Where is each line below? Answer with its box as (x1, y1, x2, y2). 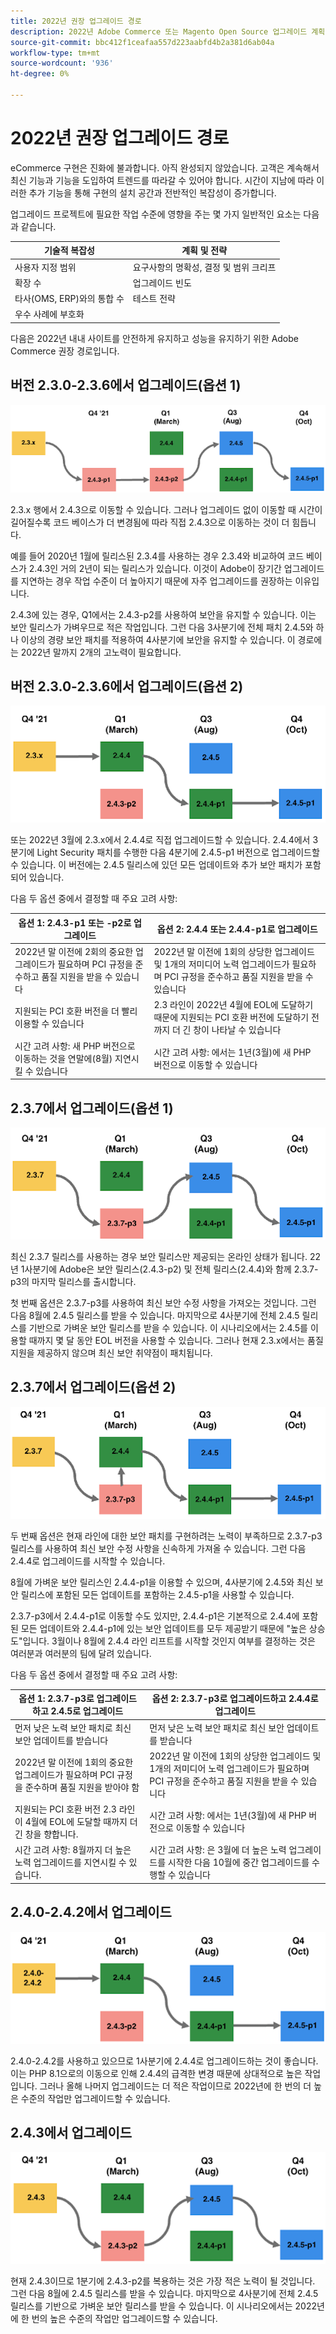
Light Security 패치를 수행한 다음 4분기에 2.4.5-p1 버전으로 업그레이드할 (36, 846, 320, 859)
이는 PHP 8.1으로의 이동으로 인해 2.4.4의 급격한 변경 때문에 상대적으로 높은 (10, 2067, 303, 2079)
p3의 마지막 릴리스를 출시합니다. (10, 1276, 137, 1287)
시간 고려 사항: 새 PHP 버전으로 (14, 1040, 136, 1052)
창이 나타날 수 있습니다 (193, 1024, 282, 1036)
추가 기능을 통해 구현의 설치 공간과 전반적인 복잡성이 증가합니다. (28, 186, 277, 199)
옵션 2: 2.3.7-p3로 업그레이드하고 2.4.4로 (151, 1693, 319, 1705)
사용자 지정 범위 (14, 261, 77, 273)
